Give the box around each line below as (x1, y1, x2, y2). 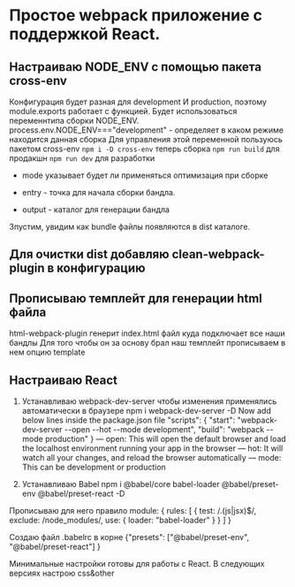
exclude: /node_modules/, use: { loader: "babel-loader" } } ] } (9, 515, 231, 526)
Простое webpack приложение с (9, 5, 263, 26)
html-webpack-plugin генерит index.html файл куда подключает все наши (9, 328, 285, 339)
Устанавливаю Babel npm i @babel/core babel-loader (21, 479, 220, 490)
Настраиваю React (9, 372, 117, 387)
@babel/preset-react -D (37, 488, 125, 499)
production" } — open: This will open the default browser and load (45, 434, 287, 445)
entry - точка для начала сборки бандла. (21, 187, 176, 197)
